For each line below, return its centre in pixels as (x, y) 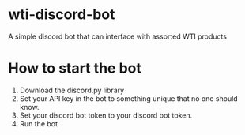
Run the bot (38, 123)
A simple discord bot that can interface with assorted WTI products (118, 36)
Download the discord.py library (72, 90)
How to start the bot (75, 68)
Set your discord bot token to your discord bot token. (106, 115)
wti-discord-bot (62, 15)
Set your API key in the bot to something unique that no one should (129, 98)
